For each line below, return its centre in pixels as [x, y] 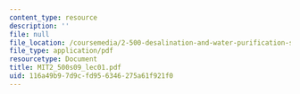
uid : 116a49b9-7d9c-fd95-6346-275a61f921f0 [92, 76]
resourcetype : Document [54, 59]
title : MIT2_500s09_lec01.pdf [66, 68]
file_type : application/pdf [62, 51]
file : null [29, 34]
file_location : [37, 43]
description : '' [39, 26]
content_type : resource [54, 17]
